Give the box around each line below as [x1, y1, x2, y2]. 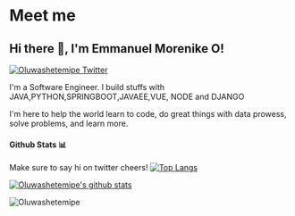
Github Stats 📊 [9, 139, 67, 150]
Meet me [9, 5, 76, 26]
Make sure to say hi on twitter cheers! [9, 162, 148, 173]
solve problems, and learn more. [9, 118, 129, 129]
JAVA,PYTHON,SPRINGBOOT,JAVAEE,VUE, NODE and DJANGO [9, 91, 245, 102]
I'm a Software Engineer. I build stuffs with [9, 82, 165, 92]
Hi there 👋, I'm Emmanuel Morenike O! [9, 41, 225, 56]
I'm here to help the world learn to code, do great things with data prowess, [9, 109, 288, 119]
